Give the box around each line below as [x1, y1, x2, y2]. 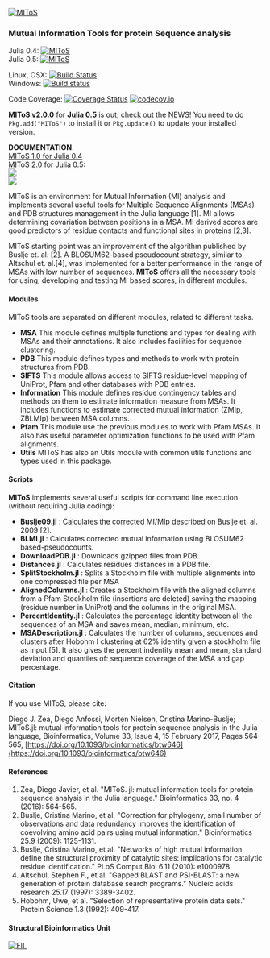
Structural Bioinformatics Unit [8, 923, 111, 932]
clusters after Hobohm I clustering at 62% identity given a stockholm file [19, 637, 260, 646]
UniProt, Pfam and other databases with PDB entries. [19, 379, 196, 388]
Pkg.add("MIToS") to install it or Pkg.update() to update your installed [8, 118, 237, 128]
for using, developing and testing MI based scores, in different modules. [8, 276, 247, 285]
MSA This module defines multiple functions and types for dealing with [19, 327, 256, 338]
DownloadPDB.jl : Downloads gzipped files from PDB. [19, 550, 200, 560]
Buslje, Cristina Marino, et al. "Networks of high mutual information [19, 844, 243, 854]
